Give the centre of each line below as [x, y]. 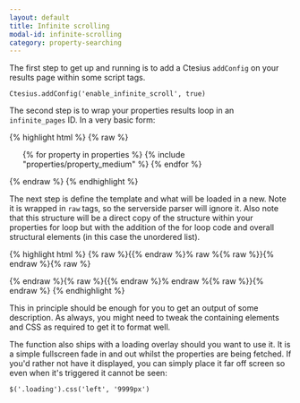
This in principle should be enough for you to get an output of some [134, 308]
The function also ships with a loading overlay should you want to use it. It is [150, 345]
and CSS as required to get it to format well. [90, 327]
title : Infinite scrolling [60, 26]
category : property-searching [66, 43]
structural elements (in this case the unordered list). [105, 237]
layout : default [39, 17]
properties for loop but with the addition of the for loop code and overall [142, 227]
